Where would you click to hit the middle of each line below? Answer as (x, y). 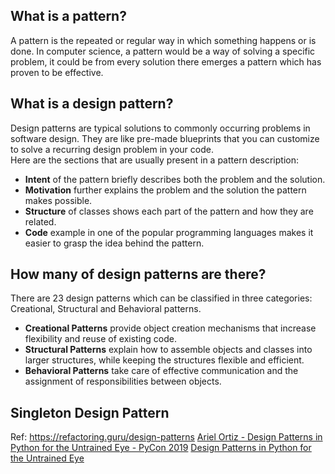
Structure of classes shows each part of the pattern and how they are (169, 211)
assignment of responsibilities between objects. (123, 381)
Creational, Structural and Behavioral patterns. (106, 309)
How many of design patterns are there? (138, 274)
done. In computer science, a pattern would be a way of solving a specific (163, 51)
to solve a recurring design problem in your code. (112, 149)
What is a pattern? (68, 16)
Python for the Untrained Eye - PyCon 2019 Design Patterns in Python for (161, 448)
